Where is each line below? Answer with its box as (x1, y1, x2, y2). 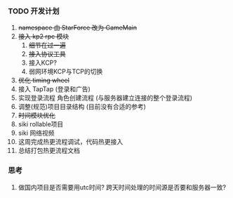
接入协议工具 (28, 50, 66, 58)
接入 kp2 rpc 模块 (18, 32, 69, 41)
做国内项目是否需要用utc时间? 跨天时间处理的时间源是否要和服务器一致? (18, 183, 227, 191)
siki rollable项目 (18, 120, 64, 128)
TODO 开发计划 (8, 6, 60, 15)
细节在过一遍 (28, 41, 66, 50)
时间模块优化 (18, 111, 55, 120)
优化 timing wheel (18, 76, 69, 85)
